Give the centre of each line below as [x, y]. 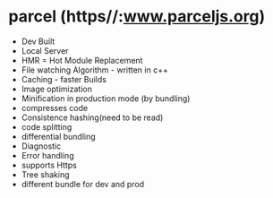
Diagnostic [41, 146]
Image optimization [57, 89]
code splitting [47, 126]
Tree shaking [45, 174]
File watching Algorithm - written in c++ [95, 70]
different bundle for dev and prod [83, 184]
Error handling [47, 155]
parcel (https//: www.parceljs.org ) [137, 17]
